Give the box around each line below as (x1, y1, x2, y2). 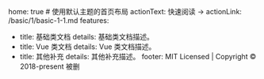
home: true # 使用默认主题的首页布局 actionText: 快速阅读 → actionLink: (8, 7, 242, 16)
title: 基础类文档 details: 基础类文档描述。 (19, 32, 155, 41)
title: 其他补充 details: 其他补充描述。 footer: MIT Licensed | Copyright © (19, 52, 257, 61)
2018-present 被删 (19, 62, 81, 71)
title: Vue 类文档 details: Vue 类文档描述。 (19, 42, 156, 51)
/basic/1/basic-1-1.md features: (8, 16, 109, 25)
